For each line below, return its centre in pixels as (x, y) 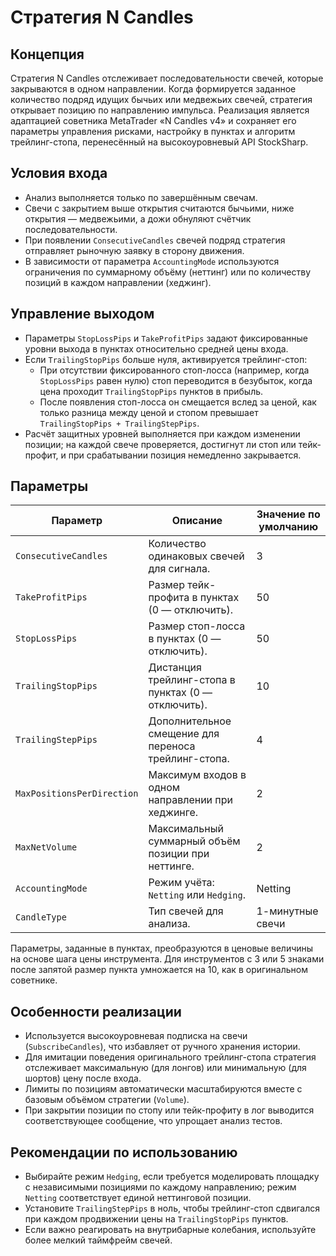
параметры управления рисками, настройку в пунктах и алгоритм (153, 131)
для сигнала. (179, 569)
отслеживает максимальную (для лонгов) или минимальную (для (165, 1068)
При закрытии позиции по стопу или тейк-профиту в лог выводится (169, 1110)
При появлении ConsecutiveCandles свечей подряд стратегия (155, 240)
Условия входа (59, 173)
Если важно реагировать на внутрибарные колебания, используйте (170, 1230)
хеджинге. (173, 813)
